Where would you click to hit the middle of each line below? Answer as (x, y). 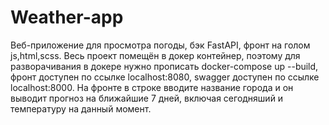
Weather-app (67, 17)
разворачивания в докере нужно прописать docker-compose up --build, (164, 66)
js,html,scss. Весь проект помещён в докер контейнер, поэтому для (155, 55)
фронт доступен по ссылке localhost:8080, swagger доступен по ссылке (165, 77)
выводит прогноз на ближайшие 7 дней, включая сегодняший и (147, 98)
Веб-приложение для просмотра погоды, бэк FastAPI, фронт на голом (160, 45)
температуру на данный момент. (81, 108)
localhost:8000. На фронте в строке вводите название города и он (152, 87)
